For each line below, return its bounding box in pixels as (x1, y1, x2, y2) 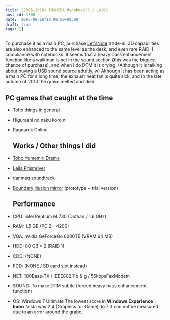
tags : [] (5, 27, 24, 32)
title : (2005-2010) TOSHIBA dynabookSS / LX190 (5, 7, 108, 13)
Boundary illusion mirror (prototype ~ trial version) (12, 185, 118, 191)
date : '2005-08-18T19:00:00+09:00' (5, 17, 81, 22)
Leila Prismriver (12, 165, 46, 171)
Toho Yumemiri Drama (12, 155, 60, 161)
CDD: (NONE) (12, 253, 42, 259)
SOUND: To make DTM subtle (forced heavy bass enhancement (12, 282, 147, 289)
